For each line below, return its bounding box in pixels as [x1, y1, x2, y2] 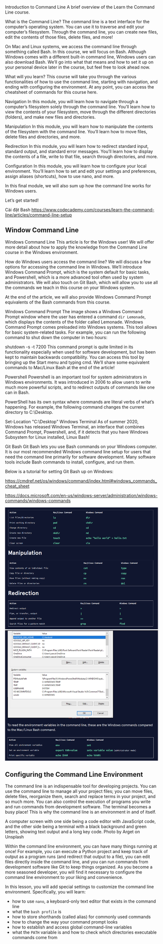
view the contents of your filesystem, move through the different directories [5, 109, 156, 115]
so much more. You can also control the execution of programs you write [5, 799, 151, 804]
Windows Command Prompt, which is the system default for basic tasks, [5, 269, 150, 275]
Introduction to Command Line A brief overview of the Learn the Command [5, 4, 155, 10]
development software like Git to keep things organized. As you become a [5, 864, 153, 870]
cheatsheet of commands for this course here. [5, 89, 98, 95]
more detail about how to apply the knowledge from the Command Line [5, 244, 147, 250]
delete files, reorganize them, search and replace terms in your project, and [5, 794, 156, 800]
